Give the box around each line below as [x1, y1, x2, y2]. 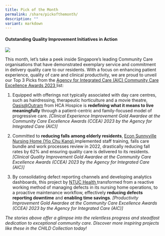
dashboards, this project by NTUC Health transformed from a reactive [12, 179, 154, 185]
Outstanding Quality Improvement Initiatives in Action [5, 36, 118, 42]
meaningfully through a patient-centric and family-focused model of [12, 108, 152, 114]
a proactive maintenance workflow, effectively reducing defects [12, 190, 143, 196]
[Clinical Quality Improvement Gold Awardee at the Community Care [12, 154, 151, 160]
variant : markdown [5, 21, 43, 26]
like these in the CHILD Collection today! [5, 225, 87, 232]
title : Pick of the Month [5, 7, 58, 12]
